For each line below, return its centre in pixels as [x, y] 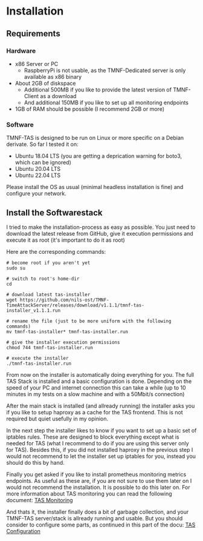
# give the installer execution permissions [63, 342]
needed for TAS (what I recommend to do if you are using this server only [98, 443]
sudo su [16, 268]
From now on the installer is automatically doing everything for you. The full [100, 374]
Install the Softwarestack [54, 212]
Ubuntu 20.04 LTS [38, 169]
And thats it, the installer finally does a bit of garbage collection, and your [98, 512]
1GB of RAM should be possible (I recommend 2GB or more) [90, 109]
